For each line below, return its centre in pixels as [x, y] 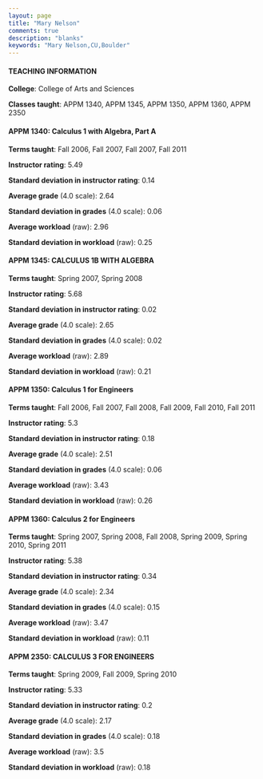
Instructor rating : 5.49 [46, 164]
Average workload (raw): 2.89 [59, 355]
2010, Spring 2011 [37, 545]
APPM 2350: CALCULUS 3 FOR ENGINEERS [81, 657]
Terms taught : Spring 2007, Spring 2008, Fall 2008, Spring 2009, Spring [128, 536]
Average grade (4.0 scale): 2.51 [61, 454]
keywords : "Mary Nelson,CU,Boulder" [69, 46]
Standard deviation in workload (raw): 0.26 [81, 500]
